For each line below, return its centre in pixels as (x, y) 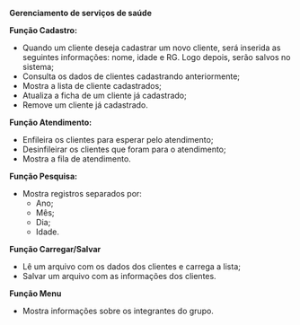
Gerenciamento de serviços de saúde (81, 13)
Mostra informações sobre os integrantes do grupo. (118, 311)
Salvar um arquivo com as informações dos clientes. (119, 276)
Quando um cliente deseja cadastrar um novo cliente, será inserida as (151, 48)
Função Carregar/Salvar (55, 249)
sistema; (38, 67)
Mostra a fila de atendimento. (77, 159)
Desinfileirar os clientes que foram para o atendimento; (124, 149)
